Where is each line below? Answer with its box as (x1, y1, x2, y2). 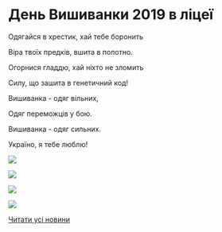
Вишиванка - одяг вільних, (8, 93, 99, 102)
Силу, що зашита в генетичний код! (8, 78, 129, 87)
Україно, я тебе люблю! (8, 139, 88, 149)
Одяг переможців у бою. (8, 109, 93, 118)
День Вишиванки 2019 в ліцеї (8, 6, 213, 24)
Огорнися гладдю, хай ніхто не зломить (8, 62, 144, 72)
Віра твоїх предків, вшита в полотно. (8, 47, 133, 56)
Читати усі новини (8, 215, 70, 224)
